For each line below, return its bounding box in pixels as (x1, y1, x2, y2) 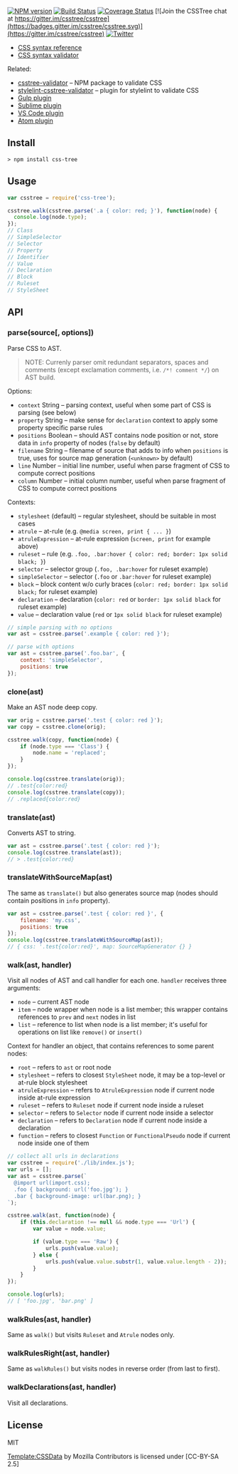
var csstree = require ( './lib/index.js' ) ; (7, 1160, 135, 1167)
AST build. (24, 373, 55, 382)
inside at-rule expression (17, 1093, 91, 1102)
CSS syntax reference (17, 43, 82, 51)
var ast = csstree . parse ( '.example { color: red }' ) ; (7, 630, 171, 638)
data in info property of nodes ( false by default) (17, 439, 161, 447)
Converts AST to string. (7, 828, 76, 837)
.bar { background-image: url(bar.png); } (13, 1192, 141, 1199)
